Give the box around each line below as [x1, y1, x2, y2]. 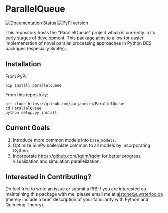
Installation [5, 60, 41, 68]
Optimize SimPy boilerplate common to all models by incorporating [12, 142, 151, 148]
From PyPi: [5, 73, 28, 79]
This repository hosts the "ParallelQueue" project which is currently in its [5, 29, 155, 35]
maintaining [5, 191, 30, 197]
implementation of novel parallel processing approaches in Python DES [5, 40, 152, 46]
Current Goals [5, 124, 50, 132]
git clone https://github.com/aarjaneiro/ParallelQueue [5, 101, 124, 106]
